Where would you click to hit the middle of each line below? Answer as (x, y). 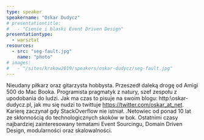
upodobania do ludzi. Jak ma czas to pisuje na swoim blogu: (82, 98)
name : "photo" (35, 57)
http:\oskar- (174, 98)
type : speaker (24, 12)
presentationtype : (30, 35)
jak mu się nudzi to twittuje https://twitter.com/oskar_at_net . (109, 105)
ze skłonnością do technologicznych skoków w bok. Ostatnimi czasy (92, 118)
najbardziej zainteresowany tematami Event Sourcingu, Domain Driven (94, 124)
